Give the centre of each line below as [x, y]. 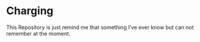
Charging [30, 11]
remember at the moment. [38, 33]
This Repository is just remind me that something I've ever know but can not [100, 27]
